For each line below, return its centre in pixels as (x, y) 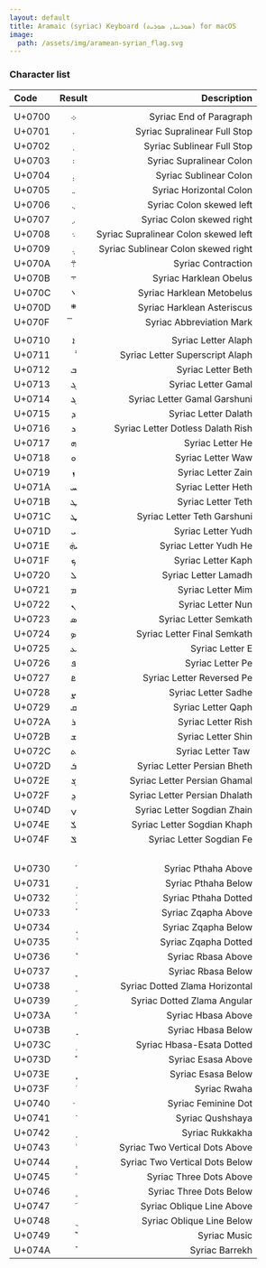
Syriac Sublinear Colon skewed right (175, 248)
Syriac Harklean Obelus (202, 278)
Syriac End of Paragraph (201, 117)
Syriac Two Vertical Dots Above (185, 1147)
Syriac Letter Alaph (211, 340)
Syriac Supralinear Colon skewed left (174, 234)
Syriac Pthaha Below (209, 883)
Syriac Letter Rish (215, 722)
